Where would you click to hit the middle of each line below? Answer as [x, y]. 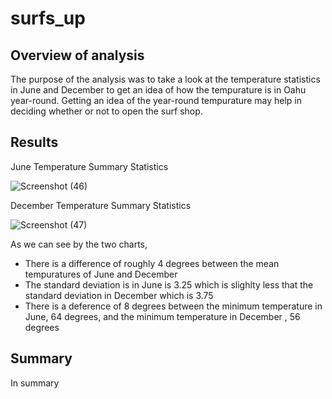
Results [34, 142]
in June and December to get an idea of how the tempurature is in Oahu [158, 90]
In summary [35, 383]
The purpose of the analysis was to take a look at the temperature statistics [165, 79]
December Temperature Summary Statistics [101, 205]
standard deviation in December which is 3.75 [119, 295]
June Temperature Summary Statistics [89, 166]
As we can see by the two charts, [79, 244]
